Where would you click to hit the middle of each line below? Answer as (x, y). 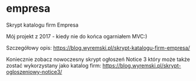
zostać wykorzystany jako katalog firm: (54, 65)
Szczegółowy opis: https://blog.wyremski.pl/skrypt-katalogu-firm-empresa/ (98, 48)
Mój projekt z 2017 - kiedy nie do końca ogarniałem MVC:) (77, 36)
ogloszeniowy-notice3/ (34, 72)
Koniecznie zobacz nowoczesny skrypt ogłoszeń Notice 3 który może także (98, 59)
